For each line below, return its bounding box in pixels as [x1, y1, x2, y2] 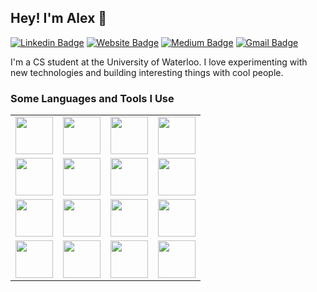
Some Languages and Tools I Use [10, 91, 175, 105]
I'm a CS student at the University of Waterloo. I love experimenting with [10, 56, 308, 68]
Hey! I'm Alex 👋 [10, 10, 108, 27]
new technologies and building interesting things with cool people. [10, 66, 284, 78]
